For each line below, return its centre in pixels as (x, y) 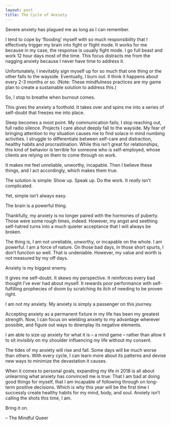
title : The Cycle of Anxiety (36, 15)
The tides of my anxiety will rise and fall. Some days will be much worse (81, 350)
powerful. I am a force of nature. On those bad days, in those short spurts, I (84, 247)
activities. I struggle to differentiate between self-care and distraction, (79, 139)
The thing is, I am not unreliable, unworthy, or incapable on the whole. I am (84, 241)
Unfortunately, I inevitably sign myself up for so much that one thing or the (83, 71)
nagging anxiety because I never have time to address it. (65, 61)
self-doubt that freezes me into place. (45, 113)
